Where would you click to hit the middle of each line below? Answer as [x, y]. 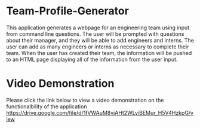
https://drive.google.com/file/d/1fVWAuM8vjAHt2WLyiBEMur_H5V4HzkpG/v [100, 112]
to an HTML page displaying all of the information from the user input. [92, 59]
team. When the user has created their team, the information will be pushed [99, 53]
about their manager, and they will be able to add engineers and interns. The [100, 40]
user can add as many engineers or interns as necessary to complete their [98, 47]
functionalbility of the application [47, 106]
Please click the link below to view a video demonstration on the [85, 100]
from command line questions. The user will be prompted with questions [95, 33]
